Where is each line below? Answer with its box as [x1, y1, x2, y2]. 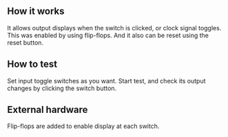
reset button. [7, 38, 43, 47]
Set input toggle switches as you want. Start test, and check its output [7, 76, 206, 85]
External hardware [7, 104, 88, 116]
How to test [7, 59, 57, 70]
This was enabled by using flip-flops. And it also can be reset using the [7, 31, 209, 39]
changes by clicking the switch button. [7, 84, 117, 92]
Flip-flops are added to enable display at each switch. [7, 122, 160, 130]
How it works [7, 6, 65, 17]
